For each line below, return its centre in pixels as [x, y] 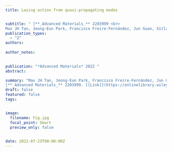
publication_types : [26, 33]
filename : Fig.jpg [30, 118]
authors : [15, 43]
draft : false [19, 90]
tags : [11, 99]
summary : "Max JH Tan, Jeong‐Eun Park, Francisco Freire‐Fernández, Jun [84, 80]
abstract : [16, 71]
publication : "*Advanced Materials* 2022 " [52, 66]
